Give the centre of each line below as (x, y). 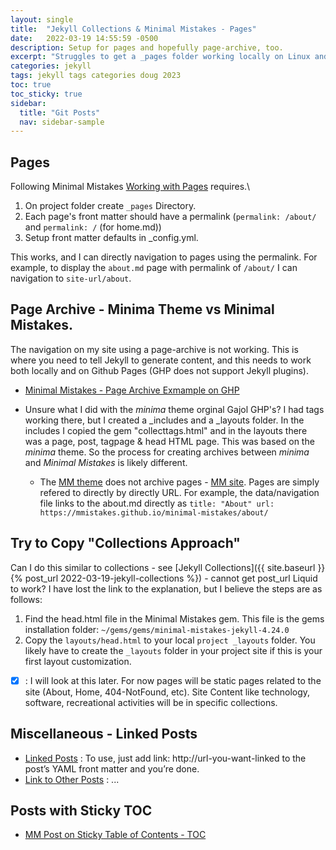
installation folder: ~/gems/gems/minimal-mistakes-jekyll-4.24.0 (157, 629)
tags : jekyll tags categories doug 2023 (96, 76)
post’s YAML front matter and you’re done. (112, 768)
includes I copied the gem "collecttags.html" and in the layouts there (166, 430)
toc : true (31, 85)
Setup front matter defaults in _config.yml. (111, 238)
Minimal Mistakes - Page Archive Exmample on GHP (132, 390)
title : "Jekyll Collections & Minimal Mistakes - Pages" (133, 29)
